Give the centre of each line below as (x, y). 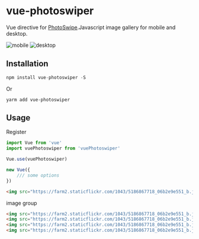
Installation (27, 64)
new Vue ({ (18, 170)
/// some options (38, 175)
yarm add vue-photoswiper (38, 100)
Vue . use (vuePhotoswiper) (37, 159)
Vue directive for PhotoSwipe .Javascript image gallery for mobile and (91, 27)
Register (16, 132)
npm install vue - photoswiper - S (46, 77)
